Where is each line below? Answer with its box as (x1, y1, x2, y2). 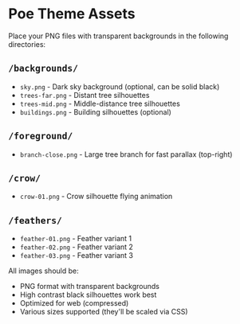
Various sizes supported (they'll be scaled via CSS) (19, 307, 189, 317)
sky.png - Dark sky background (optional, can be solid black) (19, 81, 220, 92)
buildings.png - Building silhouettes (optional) (19, 107, 171, 116)
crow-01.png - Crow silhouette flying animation (19, 192, 173, 201)
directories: (8, 39, 46, 49)
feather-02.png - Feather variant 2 (19, 242, 134, 252)
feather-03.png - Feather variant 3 (19, 251, 134, 260)
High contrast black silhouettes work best (19, 290, 157, 299)
